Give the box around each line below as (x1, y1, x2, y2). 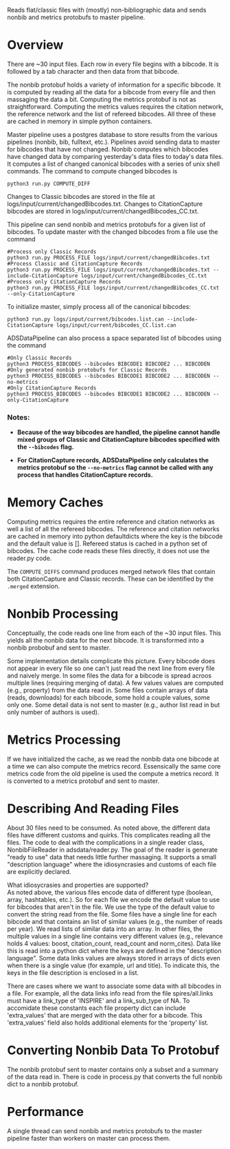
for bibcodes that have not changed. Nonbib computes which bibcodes (7, 144, 209, 153)
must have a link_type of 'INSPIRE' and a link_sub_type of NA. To (7, 996, 190, 1005)
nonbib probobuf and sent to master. (7, 643, 111, 652)
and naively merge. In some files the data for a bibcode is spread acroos (7, 672, 212, 680)
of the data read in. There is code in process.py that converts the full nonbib (7, 1073, 223, 1081)
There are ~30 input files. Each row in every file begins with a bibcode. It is (7, 60, 219, 68)
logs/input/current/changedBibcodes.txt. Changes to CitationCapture (7, 200, 203, 208)
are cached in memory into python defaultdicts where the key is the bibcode (7, 533, 223, 541)
